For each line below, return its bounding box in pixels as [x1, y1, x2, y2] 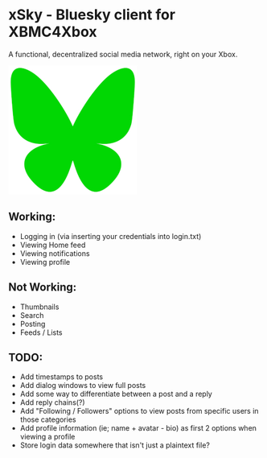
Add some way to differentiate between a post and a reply [19, 389, 213, 399]
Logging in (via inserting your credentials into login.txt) [19, 231, 202, 241]
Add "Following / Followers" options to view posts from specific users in [19, 406, 259, 416]
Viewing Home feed [19, 240, 86, 250]
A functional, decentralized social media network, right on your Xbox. [8, 49, 238, 59]
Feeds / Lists [19, 328, 63, 337]
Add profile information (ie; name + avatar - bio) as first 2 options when [19, 423, 257, 433]
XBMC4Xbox [8, 23, 98, 41]
